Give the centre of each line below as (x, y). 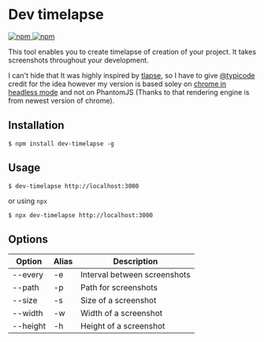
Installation (36, 125)
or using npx (28, 201)
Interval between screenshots (135, 275)
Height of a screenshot (123, 326)
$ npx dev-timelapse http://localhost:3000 (81, 215)
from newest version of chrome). (61, 100)
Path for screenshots (119, 288)
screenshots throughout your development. (78, 60)
